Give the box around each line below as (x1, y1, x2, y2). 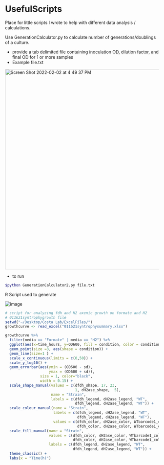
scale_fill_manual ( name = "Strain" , (9, 428, 84, 433)
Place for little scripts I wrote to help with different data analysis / (5, 20, 136, 25)
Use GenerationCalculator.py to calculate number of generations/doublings (5, 34, 156, 40)
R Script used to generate (5, 291, 57, 297)
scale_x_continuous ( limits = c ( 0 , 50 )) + (9, 355, 93, 360)
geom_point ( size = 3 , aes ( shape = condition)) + (9, 346, 108, 352)
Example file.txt (12, 59, 44, 65)
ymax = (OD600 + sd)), (48, 369, 95, 375)
